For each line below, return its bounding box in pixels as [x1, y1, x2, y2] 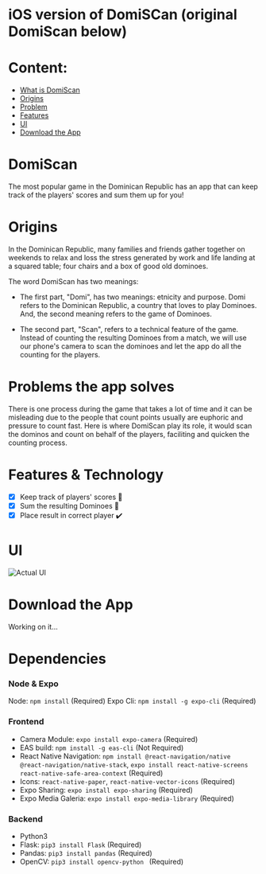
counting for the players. [19, 350, 101, 359]
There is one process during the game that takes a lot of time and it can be [8, 404, 253, 413]
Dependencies [8, 650, 106, 668]
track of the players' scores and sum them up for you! [8, 190, 184, 200]
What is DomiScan [19, 85, 81, 95]
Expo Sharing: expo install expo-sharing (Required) [19, 785, 193, 794]
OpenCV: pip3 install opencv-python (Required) [19, 856, 184, 866]
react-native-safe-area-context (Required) [19, 768, 164, 778]
